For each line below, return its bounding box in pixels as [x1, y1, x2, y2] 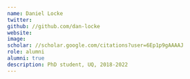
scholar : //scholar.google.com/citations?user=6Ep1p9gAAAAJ [7, 42, 184, 49]
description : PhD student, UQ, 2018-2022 [7, 61, 129, 68]
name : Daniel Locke [7, 10, 64, 17]
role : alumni [7, 49, 45, 56]
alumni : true [7, 55, 45, 62]
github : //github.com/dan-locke [7, 23, 100, 30]
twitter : [7, 16, 32, 23]
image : [7, 36, 26, 43]
